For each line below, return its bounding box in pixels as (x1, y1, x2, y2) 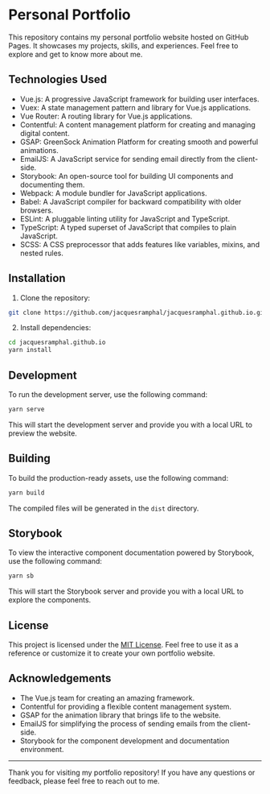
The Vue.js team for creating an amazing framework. (19, 693, 195, 702)
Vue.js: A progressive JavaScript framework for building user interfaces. (19, 94, 260, 104)
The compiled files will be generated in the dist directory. (8, 503, 199, 513)
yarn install (8, 346, 52, 354)
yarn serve (8, 405, 45, 413)
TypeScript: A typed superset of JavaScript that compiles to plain (19, 222, 237, 232)
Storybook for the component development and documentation (19, 735, 230, 746)
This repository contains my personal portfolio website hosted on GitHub (8, 32, 249, 42)
